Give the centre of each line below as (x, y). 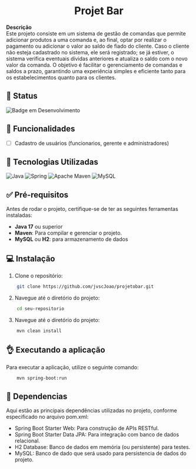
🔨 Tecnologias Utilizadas (52, 162)
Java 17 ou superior (39, 227)
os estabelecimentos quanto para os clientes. (61, 77)
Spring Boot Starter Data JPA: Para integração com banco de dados (97, 435)
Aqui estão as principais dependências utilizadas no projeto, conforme (92, 411)
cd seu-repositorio (41, 308)
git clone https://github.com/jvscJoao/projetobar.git (85, 287)
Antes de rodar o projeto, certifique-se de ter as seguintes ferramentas (92, 209)
